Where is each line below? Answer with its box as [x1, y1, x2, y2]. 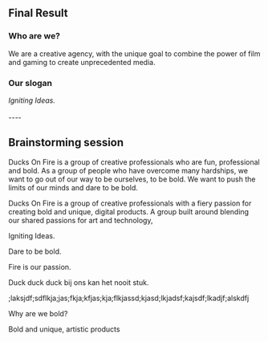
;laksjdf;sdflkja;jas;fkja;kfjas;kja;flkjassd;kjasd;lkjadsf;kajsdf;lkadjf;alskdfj [8, 293, 250, 303]
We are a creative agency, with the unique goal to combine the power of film [8, 48, 261, 59]
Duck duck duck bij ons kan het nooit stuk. [8, 277, 149, 287]
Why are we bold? [8, 308, 68, 318]
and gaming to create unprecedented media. [8, 57, 156, 67]
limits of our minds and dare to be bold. [8, 182, 139, 192]
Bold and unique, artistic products [8, 324, 120, 334]
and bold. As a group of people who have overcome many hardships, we [8, 165, 249, 175]
